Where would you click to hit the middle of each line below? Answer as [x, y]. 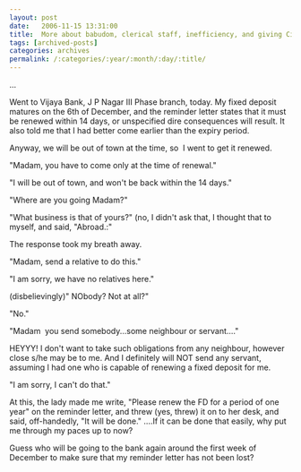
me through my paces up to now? [71, 430]
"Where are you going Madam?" [69, 200]
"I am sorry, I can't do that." [60, 385]
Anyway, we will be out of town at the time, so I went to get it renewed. [141, 148]
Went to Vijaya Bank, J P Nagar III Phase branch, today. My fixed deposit [143, 102]
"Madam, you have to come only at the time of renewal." [113, 165]
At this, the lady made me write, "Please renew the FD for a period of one [144, 402]
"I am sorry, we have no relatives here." [82, 279]
